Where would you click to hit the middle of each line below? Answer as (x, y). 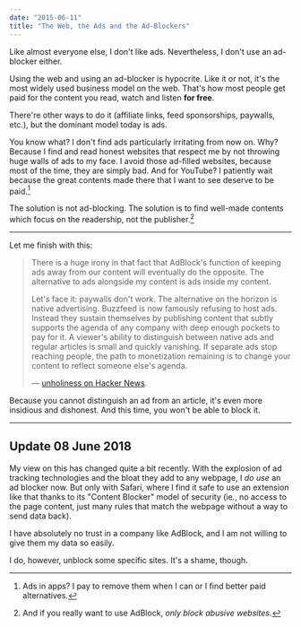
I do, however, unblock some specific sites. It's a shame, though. (129, 560)
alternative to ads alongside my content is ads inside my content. (151, 281)
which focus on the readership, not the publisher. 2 (102, 218)
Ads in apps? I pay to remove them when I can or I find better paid (144, 586)
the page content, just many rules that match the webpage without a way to (149, 506)
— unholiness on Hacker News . (89, 383)
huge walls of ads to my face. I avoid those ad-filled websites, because (140, 161)
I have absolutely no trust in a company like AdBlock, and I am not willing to (148, 533)
